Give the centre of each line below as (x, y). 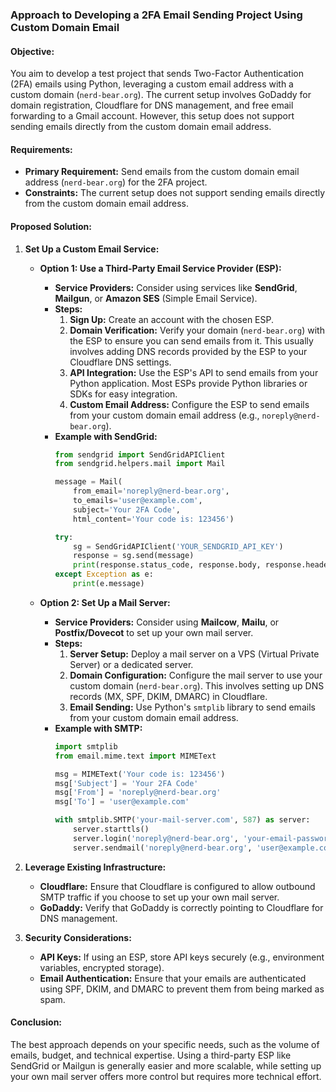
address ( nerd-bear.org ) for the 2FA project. (116, 182)
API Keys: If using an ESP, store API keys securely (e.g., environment (182, 957)
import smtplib (86, 746)
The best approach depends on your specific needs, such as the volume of (165, 1044)
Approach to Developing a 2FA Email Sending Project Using (156, 15)
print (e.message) (109, 584)
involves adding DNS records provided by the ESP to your (188, 351)
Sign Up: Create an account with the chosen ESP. (172, 319)
